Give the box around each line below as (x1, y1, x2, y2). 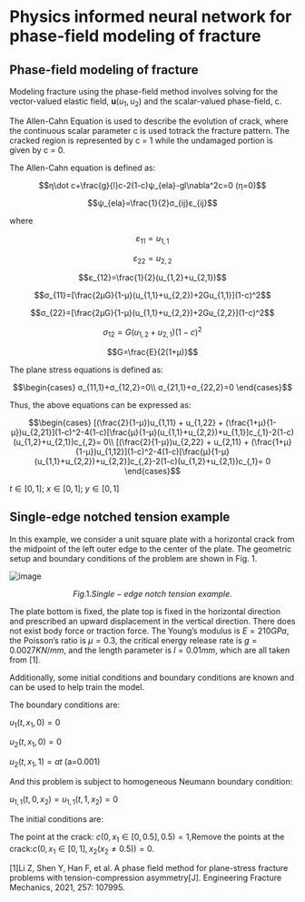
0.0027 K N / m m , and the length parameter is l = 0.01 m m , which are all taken (9, 644, 290, 655)
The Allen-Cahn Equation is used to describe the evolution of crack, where (9, 116, 289, 127)
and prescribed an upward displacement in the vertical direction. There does (9, 615, 296, 626)
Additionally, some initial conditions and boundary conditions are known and (9, 672, 295, 683)
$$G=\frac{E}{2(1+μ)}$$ (106, 346, 199, 357)
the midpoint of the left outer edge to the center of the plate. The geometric (9, 543, 292, 554)
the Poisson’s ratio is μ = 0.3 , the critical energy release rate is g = (9, 634, 258, 645)
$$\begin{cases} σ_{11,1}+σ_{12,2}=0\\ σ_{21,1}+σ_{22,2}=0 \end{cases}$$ (12, 381, 293, 392)
